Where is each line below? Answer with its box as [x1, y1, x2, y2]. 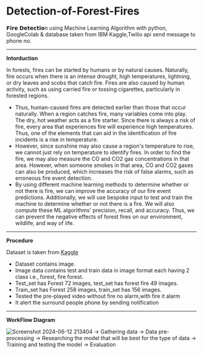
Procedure [6, 237, 33, 244]
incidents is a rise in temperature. [14, 136, 98, 143]
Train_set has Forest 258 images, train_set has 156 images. [14, 286, 162, 293]
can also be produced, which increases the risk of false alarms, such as [14, 168, 194, 175]
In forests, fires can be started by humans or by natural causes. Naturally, [6, 66, 189, 73]
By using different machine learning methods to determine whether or [14, 180, 189, 188]
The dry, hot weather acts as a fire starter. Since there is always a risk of [14, 116, 196, 123]
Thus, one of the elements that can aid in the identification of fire [14, 129, 177, 137]
